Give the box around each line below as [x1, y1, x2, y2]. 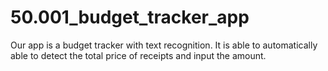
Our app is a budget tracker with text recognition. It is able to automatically [10, 39, 318, 51]
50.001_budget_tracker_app [10, 6, 250, 29]
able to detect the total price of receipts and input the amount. [10, 49, 267, 61]
